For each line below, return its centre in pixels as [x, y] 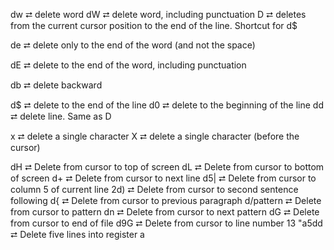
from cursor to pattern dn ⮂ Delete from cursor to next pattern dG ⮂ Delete [165, 212]
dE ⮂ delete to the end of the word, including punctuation [128, 65]
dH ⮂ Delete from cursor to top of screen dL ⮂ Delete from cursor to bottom [167, 167]
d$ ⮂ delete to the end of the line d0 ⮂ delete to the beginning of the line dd [167, 105]
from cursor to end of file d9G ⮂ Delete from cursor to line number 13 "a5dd [166, 223]
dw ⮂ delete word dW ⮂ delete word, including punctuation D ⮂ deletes [158, 14]
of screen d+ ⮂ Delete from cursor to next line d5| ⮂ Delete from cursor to [163, 178]
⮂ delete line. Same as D [61, 116]
